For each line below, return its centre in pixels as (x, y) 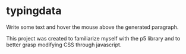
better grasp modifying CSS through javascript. (64, 45)
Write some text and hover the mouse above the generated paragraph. (92, 27)
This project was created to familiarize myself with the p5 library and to (93, 38)
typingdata (34, 11)
